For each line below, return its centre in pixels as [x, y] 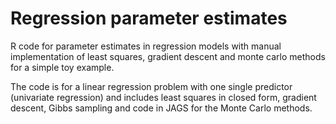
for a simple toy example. [62, 67]
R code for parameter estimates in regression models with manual [146, 46]
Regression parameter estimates [149, 18]
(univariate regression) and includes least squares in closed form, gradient [163, 97]
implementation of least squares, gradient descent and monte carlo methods [168, 56]
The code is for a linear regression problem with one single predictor [151, 86]
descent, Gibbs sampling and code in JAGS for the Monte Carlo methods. [161, 108]
